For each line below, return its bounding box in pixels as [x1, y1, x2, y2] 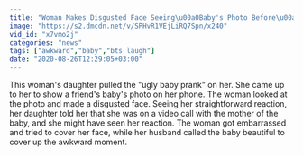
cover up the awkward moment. [9, 136, 128, 147]
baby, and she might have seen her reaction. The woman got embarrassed [9, 117, 287, 128]
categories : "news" [9, 38, 83, 48]
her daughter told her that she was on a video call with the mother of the [9, 108, 279, 118]
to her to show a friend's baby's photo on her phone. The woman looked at [9, 89, 288, 100]
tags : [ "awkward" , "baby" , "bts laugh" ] [9, 47, 155, 56]
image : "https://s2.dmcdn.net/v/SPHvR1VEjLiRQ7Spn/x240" [9, 22, 228, 30]
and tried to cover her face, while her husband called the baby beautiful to [9, 127, 286, 137]
